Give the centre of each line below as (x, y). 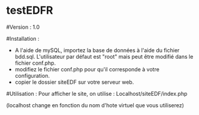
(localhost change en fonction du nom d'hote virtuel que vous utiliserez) (95, 105)
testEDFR (30, 10)
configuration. (32, 75)
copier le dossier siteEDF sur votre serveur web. (74, 82)
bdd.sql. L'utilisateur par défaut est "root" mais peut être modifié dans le (104, 56)
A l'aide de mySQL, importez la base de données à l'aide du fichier (97, 50)
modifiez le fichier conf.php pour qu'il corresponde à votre (87, 69)
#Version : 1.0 (23, 27)
